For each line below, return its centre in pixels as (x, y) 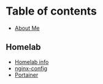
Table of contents (51, 11)
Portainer (26, 75)
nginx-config (31, 68)
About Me (27, 28)
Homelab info (32, 61)
